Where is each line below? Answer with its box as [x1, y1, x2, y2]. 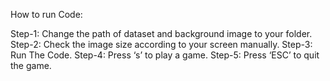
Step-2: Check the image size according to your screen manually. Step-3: [10, 39, 313, 50]
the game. [10, 60, 52, 71]
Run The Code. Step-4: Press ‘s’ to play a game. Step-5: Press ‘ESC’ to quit [10, 49, 320, 61]
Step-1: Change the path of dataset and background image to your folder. [10, 28, 313, 39]
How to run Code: [10, 9, 83, 20]
